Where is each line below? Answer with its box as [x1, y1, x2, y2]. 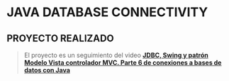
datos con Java [23, 66, 70, 74]
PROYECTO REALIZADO [6, 32, 114, 44]
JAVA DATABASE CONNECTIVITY [6, 4, 208, 20]
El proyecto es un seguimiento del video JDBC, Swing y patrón [23, 51, 208, 59]
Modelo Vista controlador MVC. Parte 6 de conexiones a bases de [23, 58, 222, 67]
